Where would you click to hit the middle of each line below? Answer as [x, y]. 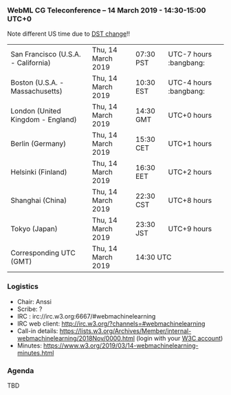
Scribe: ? [30, 309]
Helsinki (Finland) [39, 172]
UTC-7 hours [190, 54]
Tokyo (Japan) [34, 229]
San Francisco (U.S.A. [46, 54]
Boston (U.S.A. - [37, 83]
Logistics [23, 286]
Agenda [21, 370]
